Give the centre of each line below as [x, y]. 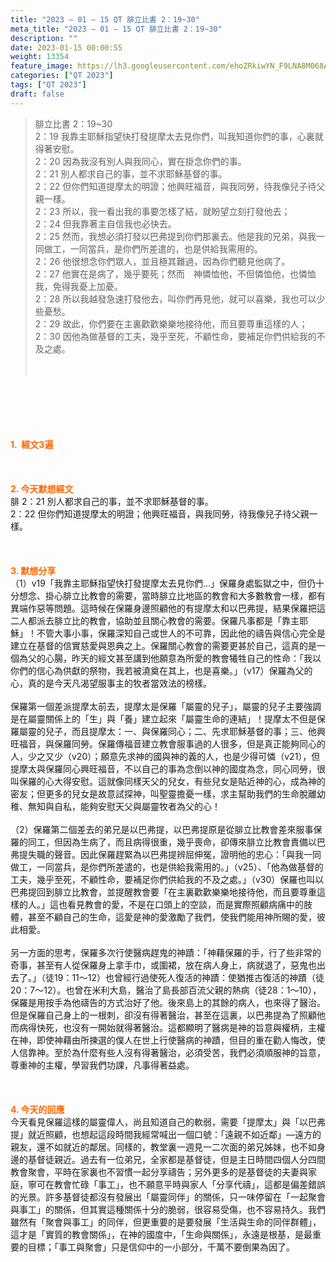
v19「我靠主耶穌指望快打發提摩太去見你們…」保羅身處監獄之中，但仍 [174, 583]
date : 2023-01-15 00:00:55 [66, 47]
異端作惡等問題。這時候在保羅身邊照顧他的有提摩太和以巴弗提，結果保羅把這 [168, 608]
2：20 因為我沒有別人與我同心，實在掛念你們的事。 [140, 161]
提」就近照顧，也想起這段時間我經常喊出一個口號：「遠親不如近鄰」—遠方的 [166, 1134]
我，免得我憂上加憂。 [78, 286]
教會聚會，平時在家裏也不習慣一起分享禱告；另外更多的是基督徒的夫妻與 [159, 1172]
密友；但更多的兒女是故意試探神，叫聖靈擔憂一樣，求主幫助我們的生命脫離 [163, 793]
